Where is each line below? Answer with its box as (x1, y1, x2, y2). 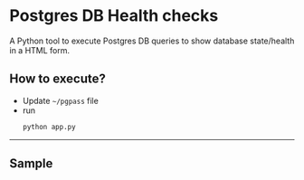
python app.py (22, 122, 76, 131)
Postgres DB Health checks (9, 5, 219, 26)
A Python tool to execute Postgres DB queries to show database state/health (9, 35, 295, 46)
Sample (9, 156, 53, 172)
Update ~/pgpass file (22, 95, 100, 106)
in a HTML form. (9, 44, 71, 55)
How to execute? (9, 71, 106, 87)
